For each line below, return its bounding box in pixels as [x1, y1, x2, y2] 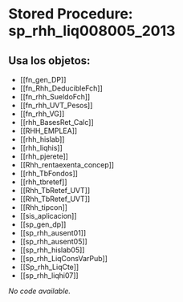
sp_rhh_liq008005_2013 [8, 22, 176, 40]
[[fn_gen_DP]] [19, 75, 67, 84]
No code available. [8, 286, 71, 296]
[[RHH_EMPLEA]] [19, 126, 78, 135]
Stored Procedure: [8, 5, 134, 23]
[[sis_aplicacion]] [19, 211, 78, 220]
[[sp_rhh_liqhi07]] [19, 271, 79, 280]
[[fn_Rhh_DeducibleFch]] [19, 83, 103, 93]
